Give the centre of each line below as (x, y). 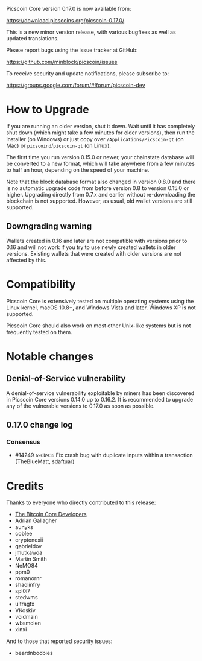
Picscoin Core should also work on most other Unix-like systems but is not (99, 326)
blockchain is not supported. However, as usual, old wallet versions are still (99, 201)
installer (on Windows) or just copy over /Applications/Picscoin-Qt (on (95, 139)
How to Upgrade (48, 109)
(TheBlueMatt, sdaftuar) (45, 461)
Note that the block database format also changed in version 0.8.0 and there (101, 182)
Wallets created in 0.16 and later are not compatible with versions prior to (97, 241)
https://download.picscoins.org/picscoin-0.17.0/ (65, 20)
